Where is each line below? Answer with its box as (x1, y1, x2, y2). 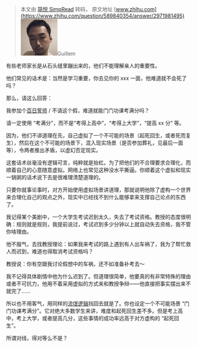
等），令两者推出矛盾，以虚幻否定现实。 (6, 147, 101, 153)
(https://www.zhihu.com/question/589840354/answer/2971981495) (20, 12, 185, 19)
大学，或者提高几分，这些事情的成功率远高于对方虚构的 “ (26, 315, 164, 322)
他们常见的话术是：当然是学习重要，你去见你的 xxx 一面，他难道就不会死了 (6, 75, 187, 82)
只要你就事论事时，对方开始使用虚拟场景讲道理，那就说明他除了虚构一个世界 (6, 186, 191, 193)
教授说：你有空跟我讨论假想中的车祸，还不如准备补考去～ (6, 261, 145, 267)
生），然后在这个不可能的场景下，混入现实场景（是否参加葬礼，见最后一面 (6, 139, 184, 146)
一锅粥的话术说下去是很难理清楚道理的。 (6, 174, 104, 181)
